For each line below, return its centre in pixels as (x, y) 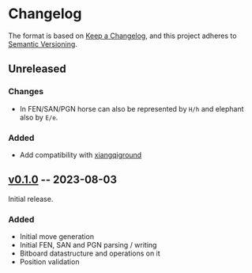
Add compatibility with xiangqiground (81, 154)
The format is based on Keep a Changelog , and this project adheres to (122, 36)
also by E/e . (39, 117)
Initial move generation (57, 237)
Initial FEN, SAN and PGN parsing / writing (88, 245)
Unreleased (38, 69)
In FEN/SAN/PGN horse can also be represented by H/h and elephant (132, 108)
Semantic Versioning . (43, 44)
